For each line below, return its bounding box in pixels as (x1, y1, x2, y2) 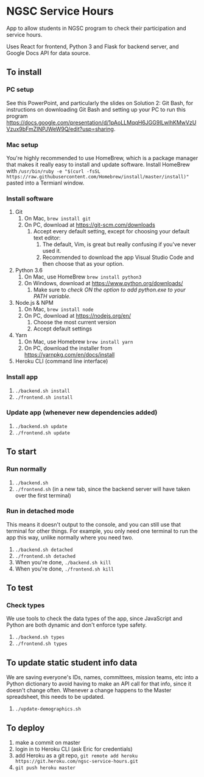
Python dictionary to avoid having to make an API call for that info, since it (6, 680, 192, 688)
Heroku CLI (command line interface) (15, 357, 108, 365)
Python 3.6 (15, 267, 43, 274)
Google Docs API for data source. (6, 49, 90, 56)
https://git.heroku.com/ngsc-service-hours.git (15, 759, 138, 765)
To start (6, 447, 37, 457)
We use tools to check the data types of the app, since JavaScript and (6, 615, 183, 622)
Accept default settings (33, 325, 93, 332)
